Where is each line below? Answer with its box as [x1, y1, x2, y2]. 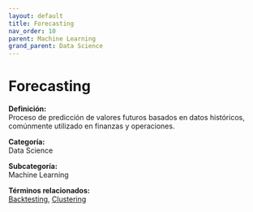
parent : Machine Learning [8, 34, 96, 43]
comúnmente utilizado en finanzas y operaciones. [8, 121, 175, 131]
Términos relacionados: [8, 186, 91, 196]
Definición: [8, 104, 47, 114]
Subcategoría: [8, 162, 58, 171]
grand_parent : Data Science [8, 42, 104, 50]
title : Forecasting [8, 19, 75, 28]
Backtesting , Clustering [8, 194, 87, 204]
